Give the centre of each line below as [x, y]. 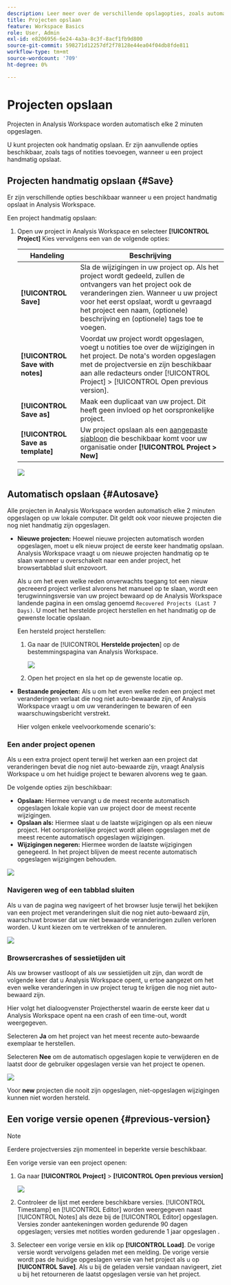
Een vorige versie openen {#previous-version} [109, 1119]
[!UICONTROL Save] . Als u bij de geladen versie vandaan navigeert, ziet [119, 1266]
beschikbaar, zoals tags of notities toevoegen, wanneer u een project [105, 152]
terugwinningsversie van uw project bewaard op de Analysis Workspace [119, 596]
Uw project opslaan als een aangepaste [144, 430]
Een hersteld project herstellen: [62, 631]
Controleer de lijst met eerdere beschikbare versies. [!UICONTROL [111, 1202]
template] [37, 452]
